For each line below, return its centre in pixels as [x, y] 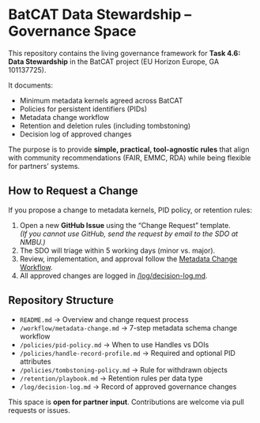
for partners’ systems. [44, 166]
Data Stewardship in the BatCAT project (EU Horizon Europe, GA [114, 62]
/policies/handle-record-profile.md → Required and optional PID [127, 353]
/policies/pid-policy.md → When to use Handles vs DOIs [114, 344]
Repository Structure [61, 300]
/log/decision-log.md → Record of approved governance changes [128, 386]
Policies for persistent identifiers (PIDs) [83, 109]
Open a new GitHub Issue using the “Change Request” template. [125, 225]
